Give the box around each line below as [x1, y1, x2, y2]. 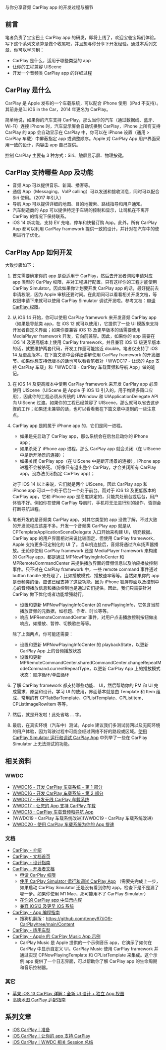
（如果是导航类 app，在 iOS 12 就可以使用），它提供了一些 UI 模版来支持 [12, 320, 159, 327]
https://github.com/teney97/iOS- [46, 916, 113, 922]
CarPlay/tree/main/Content [19, 921, 75, 927]
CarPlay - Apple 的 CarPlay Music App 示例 [12, 934, 101, 940]
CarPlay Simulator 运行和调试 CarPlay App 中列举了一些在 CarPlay [12, 735, 148, 740]
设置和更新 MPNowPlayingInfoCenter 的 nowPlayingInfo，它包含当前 [19, 602, 160, 608]
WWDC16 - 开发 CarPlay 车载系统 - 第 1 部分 [12, 784, 103, 790]
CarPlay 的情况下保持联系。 [12, 213, 69, 219]
